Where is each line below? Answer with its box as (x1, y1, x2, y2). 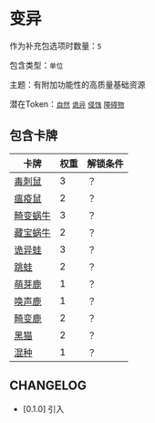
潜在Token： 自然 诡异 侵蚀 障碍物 (9, 98, 125, 110)
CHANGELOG (9, 378, 87, 394)
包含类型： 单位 (9, 59, 64, 70)
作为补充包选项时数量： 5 (9, 40, 102, 51)
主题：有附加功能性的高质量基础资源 (9, 79, 146, 90)
